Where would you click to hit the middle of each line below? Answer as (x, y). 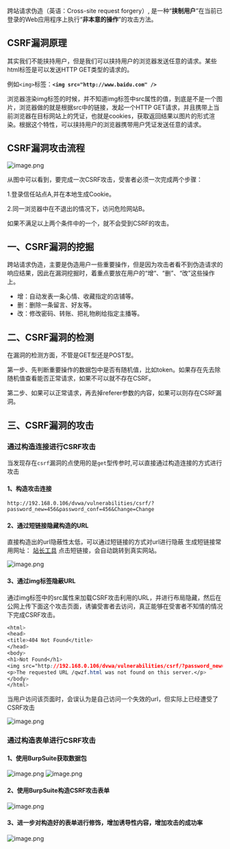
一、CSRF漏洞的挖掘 (51, 247)
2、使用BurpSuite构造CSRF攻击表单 (59, 791)
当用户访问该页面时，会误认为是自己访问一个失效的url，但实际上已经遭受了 (113, 699)
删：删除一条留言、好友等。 (56, 305)
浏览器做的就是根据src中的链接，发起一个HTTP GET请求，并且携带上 (116, 107)
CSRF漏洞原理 (37, 43)
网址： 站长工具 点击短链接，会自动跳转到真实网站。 (87, 551)
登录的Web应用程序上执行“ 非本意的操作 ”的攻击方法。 (82, 19)
